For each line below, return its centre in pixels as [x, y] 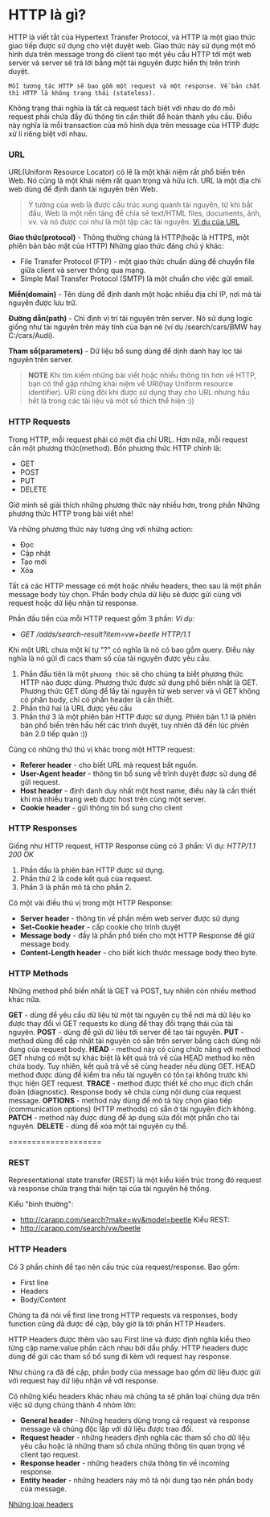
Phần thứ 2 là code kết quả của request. [86, 878]
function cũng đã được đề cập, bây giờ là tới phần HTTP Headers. [117, 1323]
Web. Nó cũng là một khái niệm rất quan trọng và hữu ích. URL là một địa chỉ [135, 181]
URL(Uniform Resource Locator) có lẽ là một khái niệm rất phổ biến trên [127, 172]
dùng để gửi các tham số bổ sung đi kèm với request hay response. [120, 1356]
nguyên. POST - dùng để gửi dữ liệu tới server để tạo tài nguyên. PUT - [126, 1033]
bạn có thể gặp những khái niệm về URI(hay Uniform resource [131, 384]
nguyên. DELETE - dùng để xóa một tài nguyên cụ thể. [98, 1126]
